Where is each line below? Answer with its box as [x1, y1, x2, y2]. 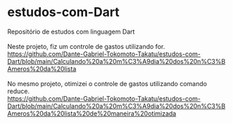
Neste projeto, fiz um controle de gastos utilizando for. [7, 42, 165, 50]
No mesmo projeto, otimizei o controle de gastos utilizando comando [7, 79, 208, 88]
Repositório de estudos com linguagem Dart [7, 27, 135, 36]
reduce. [7, 87, 30, 95]
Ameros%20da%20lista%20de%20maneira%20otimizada [7, 109, 177, 118]
